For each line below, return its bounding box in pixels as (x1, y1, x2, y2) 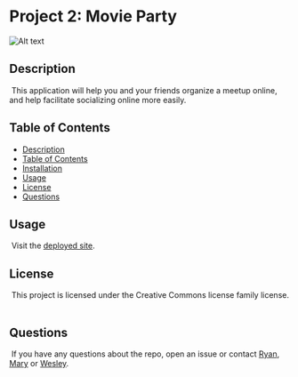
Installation (21, 163, 63, 173)
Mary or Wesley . (9, 358, 69, 368)
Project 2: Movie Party (9, 6, 178, 27)
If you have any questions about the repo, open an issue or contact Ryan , (11, 349, 280, 359)
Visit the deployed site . (11, 240, 95, 251)
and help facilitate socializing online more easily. (9, 94, 187, 105)
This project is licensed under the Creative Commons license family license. (11, 290, 289, 301)
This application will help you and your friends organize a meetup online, (11, 84, 278, 95)
